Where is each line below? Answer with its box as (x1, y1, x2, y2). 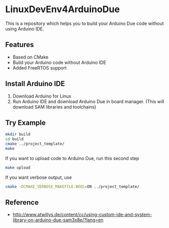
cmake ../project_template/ (5, 141, 65, 147)
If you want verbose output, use (5, 174, 72, 180)
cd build (5, 137, 24, 142)
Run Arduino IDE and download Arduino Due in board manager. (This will (12, 98, 164, 105)
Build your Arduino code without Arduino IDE (12, 59, 107, 66)
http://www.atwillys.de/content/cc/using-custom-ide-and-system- (12, 212, 152, 218)
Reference (5, 198, 39, 207)
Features (5, 41, 34, 49)
